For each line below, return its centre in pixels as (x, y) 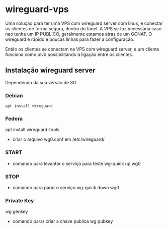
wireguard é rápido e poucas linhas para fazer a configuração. (70, 39)
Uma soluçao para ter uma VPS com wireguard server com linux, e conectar (84, 23)
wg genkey (17, 212)
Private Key (20, 200)
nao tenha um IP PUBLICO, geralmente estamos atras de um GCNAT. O (79, 34)
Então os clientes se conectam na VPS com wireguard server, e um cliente (82, 49)
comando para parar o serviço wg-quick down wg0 (66, 187)
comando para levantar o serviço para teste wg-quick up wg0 (76, 163)
